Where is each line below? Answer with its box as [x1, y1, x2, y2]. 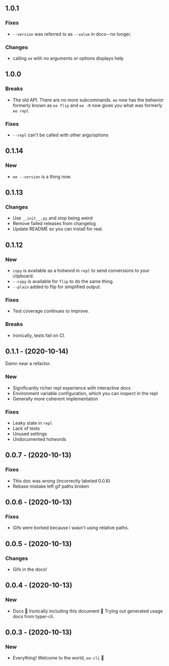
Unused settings [12, 431, 47, 437]
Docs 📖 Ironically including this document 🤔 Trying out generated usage [12, 608, 163, 614]
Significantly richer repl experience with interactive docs [12, 384, 131, 391]
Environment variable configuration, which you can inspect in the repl [12, 390, 158, 396]
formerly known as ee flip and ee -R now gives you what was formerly [12, 102, 162, 108]
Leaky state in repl [12, 420, 53, 426]
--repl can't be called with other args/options [12, 132, 109, 138]
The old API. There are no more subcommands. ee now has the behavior [12, 97, 164, 103]
